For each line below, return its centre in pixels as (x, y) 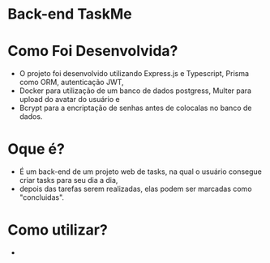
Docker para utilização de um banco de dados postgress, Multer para (135, 91)
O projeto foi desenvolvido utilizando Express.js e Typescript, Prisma (134, 74)
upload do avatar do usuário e (69, 100)
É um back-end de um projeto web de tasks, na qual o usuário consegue (141, 172)
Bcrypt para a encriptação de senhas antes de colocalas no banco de (135, 108)
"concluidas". (42, 197)
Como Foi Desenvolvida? (93, 51)
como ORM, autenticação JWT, (71, 83)
